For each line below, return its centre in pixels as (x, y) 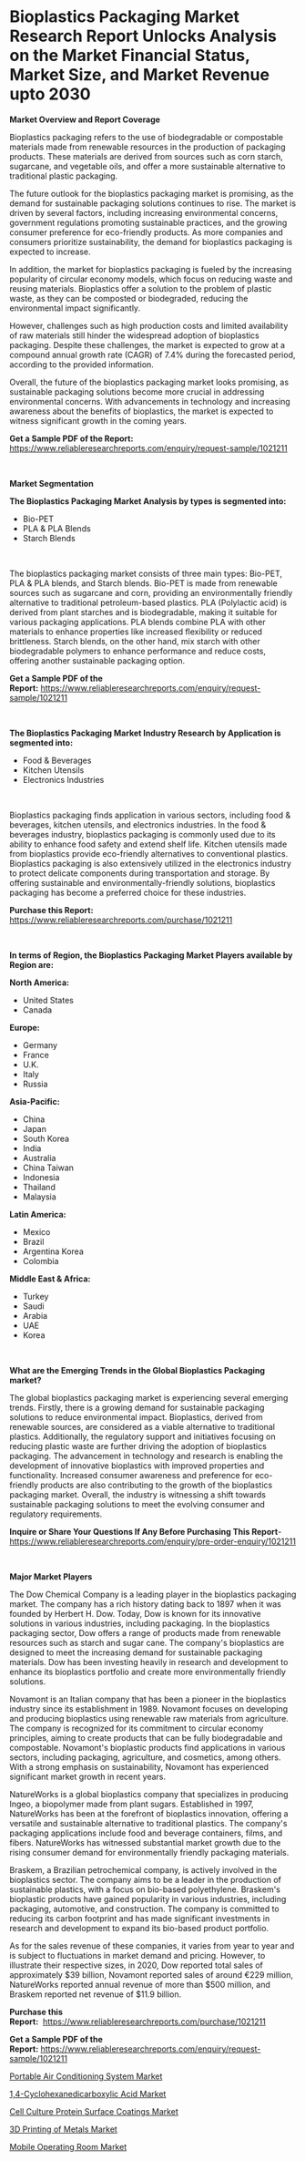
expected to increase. (50, 252)
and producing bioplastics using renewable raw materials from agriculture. (149, 1718)
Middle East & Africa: (50, 1279)
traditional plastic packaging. (64, 176)
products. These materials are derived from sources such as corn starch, (147, 156)
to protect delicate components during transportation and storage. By (140, 873)
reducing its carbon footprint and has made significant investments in (140, 1918)
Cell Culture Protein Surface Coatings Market (94, 2111)
